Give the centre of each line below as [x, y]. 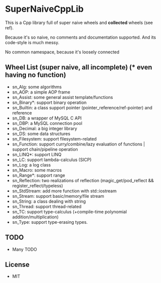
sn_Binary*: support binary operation [49, 102]
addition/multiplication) [35, 217]
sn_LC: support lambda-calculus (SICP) [52, 160]
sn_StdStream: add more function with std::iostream [64, 191]
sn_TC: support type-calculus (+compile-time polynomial [69, 212]
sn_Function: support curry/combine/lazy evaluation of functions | [79, 144]
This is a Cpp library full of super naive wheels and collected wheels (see [79, 23]
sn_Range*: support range [39, 175]
